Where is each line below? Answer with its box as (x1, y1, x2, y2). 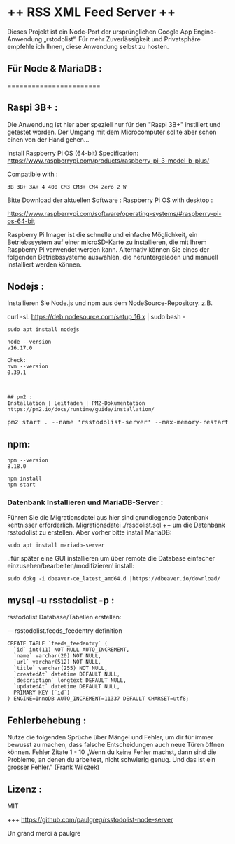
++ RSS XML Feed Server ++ (7, 4, 176, 20)
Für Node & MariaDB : (7, 62, 103, 74)
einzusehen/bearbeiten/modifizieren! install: (7, 562, 134, 570)
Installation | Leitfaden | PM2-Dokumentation (7, 400, 145, 407)
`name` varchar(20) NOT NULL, (13, 652, 101, 659)
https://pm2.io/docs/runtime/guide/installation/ (7, 406, 155, 413)
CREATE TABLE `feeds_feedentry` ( (7, 640, 108, 648)
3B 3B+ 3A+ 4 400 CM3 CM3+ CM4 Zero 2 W (7, 183, 127, 190)
